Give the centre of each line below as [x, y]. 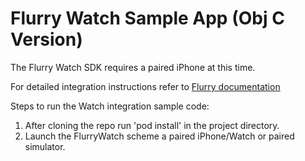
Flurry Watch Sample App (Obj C [147, 18]
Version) [46, 39]
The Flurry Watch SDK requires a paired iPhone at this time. [133, 67]
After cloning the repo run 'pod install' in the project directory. [152, 125]
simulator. [45, 146]
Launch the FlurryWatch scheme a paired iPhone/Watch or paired [159, 136]
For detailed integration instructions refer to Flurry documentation [145, 86]
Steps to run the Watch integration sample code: [110, 106]
